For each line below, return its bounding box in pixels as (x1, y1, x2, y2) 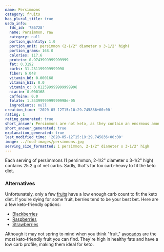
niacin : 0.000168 (9, 89, 45, 94)
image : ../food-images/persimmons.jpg (5, 139, 84, 145)
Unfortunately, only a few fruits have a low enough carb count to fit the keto (5, 191, 158, 197)
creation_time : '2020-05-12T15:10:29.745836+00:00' (5, 107, 112, 113)
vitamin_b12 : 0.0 (9, 80, 45, 85)
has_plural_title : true (5, 16, 54, 21)
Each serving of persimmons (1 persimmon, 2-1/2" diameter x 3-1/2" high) (5, 157, 154, 163)
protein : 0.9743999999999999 (9, 57, 69, 62)
